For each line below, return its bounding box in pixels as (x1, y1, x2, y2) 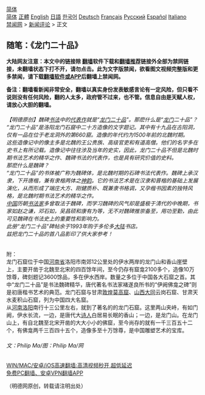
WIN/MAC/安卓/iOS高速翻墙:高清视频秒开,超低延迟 (6, 361, 133, 369)
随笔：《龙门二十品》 (6, 40, 83, 51)
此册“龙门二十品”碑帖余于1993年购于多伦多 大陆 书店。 (6, 222, 141, 230)
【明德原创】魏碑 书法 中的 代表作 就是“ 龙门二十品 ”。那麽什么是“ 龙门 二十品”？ (6, 116, 198, 123)
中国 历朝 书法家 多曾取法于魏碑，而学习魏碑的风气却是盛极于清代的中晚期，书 (6, 200, 198, 207)
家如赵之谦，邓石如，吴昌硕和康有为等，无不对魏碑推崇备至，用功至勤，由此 (6, 207, 198, 215)
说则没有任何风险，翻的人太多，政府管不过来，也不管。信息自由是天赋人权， (6, 93, 198, 101)
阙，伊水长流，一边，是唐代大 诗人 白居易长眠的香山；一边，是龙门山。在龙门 (6, 311, 198, 319)
